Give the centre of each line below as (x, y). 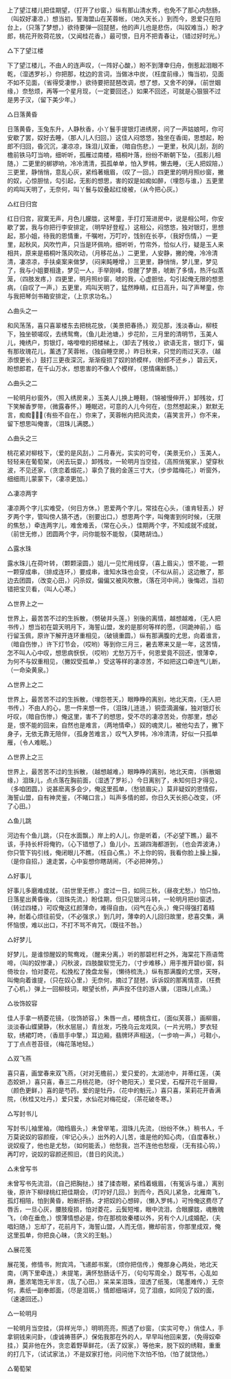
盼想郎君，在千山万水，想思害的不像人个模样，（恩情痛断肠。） (95, 368)
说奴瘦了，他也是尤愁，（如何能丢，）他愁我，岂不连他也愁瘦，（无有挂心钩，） (115, 1145)
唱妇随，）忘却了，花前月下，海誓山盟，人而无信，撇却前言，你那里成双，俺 (114, 1226)
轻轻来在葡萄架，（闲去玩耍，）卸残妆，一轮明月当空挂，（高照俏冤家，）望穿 (112, 461)
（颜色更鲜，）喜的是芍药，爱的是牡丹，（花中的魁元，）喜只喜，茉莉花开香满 (114, 1090)
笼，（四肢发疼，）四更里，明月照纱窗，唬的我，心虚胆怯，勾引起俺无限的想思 (115, 279)
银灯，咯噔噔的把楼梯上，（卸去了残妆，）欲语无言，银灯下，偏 (136, 343)
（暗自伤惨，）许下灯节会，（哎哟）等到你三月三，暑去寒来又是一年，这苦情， (115, 644)
